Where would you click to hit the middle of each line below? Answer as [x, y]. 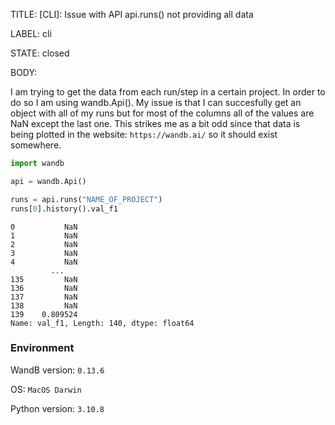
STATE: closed [40, 53]
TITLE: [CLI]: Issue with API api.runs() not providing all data [132, 14]
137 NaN [44, 297]
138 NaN [44, 305]
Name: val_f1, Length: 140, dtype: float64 [102, 323]
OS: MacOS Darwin [46, 389]
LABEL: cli [31, 33]
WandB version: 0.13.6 [57, 370]
